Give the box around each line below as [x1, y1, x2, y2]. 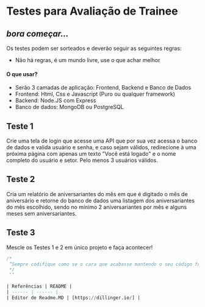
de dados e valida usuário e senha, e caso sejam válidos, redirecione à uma [6, 144, 196, 151]
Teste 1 [6, 121, 34, 132]
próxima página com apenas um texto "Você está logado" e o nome [6, 150, 176, 158]
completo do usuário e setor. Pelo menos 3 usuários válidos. [6, 157, 159, 164]
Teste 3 [6, 227, 35, 238]
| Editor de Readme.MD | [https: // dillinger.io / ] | [6, 294, 140, 301]
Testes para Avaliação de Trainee [6, 4, 178, 18]
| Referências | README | [6, 283, 72, 290]
